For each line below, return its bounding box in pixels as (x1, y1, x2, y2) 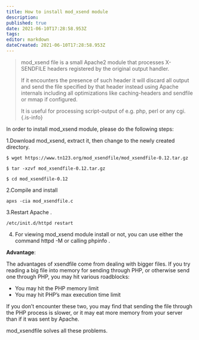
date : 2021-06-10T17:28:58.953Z (6, 25, 87, 32)
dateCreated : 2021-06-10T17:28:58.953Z (6, 43, 106, 49)
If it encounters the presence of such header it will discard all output (20, 76, 189, 84)
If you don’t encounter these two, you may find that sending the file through (6, 302, 193, 309)
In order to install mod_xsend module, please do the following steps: (6, 125, 174, 133)
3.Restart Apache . (6, 208, 52, 216)
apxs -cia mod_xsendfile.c (6, 198, 74, 204)
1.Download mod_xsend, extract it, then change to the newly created (6, 137, 175, 144)
